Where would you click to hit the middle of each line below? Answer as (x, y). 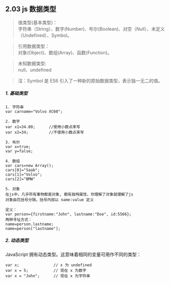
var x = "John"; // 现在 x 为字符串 (48, 276)
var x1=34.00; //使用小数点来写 (43, 127)
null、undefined (35, 70)
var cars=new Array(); (29, 165)
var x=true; (18, 147)
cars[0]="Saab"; (23, 170)
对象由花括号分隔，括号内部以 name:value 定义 (50, 200)
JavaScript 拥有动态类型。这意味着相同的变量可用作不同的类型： (73, 254)
